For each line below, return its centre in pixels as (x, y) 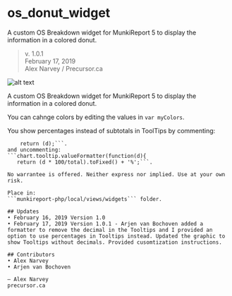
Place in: (22, 193)
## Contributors (31, 254)
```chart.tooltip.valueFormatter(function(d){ (77, 156)
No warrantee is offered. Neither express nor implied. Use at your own (116, 174)
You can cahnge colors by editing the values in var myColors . (96, 117)
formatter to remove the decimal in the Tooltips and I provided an (110, 230)
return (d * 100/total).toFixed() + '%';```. (85, 162)
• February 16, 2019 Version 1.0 (56, 217)
